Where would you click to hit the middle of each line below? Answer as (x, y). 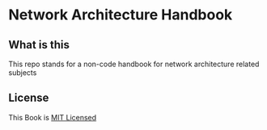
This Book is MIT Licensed (53, 117)
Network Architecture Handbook (121, 15)
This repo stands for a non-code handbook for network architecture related (134, 64)
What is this (39, 45)
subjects (23, 73)
